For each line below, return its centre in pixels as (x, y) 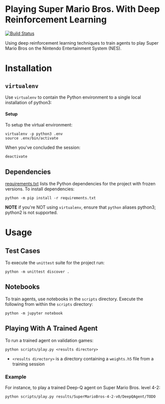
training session (28, 364)
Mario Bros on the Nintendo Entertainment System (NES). (63, 48)
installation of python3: (28, 102)
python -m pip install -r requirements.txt (51, 198)
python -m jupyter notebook (34, 313)
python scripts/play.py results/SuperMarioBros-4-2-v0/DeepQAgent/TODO (80, 397)
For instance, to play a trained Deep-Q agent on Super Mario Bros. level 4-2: (83, 387)
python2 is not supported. (32, 212)
